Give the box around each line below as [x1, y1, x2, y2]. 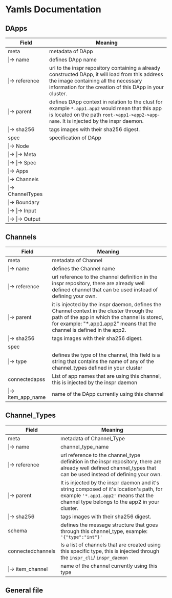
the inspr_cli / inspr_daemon [60, 554, 128, 561]
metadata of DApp [49, 48, 93, 55]
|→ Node [8, 142, 29, 149]
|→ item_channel [8, 565, 48, 572]
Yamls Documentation [5, 4, 101, 15]
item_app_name [8, 393, 46, 400]
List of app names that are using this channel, [52, 372, 161, 379]
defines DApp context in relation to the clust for [49, 98, 163, 105]
